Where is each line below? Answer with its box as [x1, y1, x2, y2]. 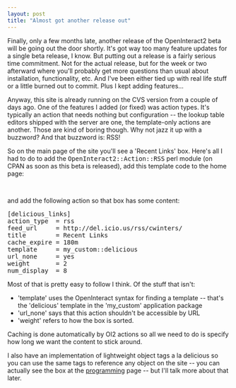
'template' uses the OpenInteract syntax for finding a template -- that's [17, 293, 224, 302]
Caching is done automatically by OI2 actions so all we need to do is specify [7, 330, 229, 338]
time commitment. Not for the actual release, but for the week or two [7, 59, 207, 67]
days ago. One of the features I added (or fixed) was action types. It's [7, 103, 210, 111]
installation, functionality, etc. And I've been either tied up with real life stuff [7, 74, 228, 82]
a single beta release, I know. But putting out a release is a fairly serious [7, 51, 216, 60]
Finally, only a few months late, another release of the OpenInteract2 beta [7, 36, 221, 45]
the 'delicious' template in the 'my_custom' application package [17, 301, 203, 309]
